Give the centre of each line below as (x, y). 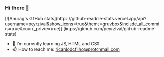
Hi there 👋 (17, 8)
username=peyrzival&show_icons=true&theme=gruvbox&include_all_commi (82, 24)
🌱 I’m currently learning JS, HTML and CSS (56, 44)
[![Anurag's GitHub (24, 19)
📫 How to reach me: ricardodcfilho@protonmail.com (66, 49)
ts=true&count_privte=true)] (34, 29)
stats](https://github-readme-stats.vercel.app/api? (95, 19)
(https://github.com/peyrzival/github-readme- (110, 29)
